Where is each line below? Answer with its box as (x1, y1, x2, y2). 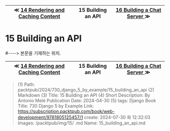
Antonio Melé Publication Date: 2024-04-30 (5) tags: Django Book (17, 97, 156, 103)
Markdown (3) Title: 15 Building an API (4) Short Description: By (17, 92, 150, 98)
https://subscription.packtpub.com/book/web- (17, 108, 115, 114)
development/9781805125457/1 (17, 114, 83, 120)
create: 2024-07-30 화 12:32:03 (84, 114, 151, 120)
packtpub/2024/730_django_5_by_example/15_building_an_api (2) (17, 86, 154, 93)
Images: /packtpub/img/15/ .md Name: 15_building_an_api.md (17, 120, 146, 126)
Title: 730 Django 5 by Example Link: (17, 103, 94, 109)
